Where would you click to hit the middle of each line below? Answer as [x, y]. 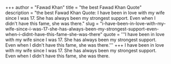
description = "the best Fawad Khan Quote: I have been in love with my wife [85, 13]
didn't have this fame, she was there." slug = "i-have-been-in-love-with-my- [86, 23]
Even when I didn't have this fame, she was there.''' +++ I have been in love [85, 45]
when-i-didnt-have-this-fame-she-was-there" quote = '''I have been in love [85, 34]
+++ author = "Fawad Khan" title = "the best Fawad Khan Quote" [74, 7]
